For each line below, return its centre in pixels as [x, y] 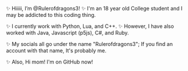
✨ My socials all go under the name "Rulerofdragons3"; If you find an [89, 44]
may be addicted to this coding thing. [51, 15]
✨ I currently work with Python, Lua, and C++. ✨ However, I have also [90, 26]
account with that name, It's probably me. [56, 51]
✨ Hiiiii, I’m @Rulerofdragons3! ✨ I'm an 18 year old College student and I [94, 8]
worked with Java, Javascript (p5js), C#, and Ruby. [68, 33]
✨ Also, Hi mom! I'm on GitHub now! [50, 62]
